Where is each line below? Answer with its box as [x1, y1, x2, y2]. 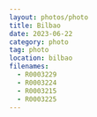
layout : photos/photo [9, 12, 89, 22]
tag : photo [9, 46, 49, 55]
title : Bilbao [9, 21, 62, 30]
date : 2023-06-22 [9, 29, 73, 38]
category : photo [9, 37, 69, 47]
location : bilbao [9, 54, 73, 62]
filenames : [9, 62, 49, 71]
